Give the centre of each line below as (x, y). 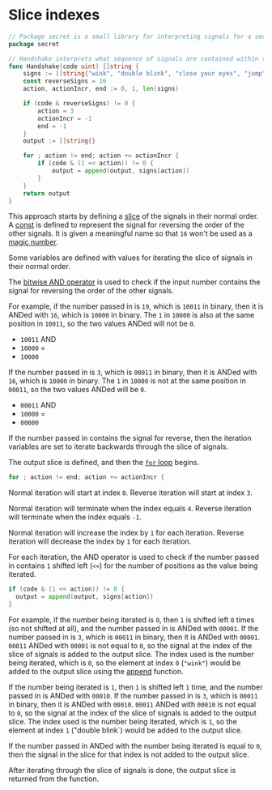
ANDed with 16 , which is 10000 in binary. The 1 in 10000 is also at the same (132, 315)
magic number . (34, 242)
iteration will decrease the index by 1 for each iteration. (100, 541)
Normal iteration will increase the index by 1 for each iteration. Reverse (126, 533)
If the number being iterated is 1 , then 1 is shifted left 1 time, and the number (136, 687)
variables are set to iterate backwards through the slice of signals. (119, 446)
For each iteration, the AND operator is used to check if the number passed (134, 557)
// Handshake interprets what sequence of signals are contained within (134, 58)
